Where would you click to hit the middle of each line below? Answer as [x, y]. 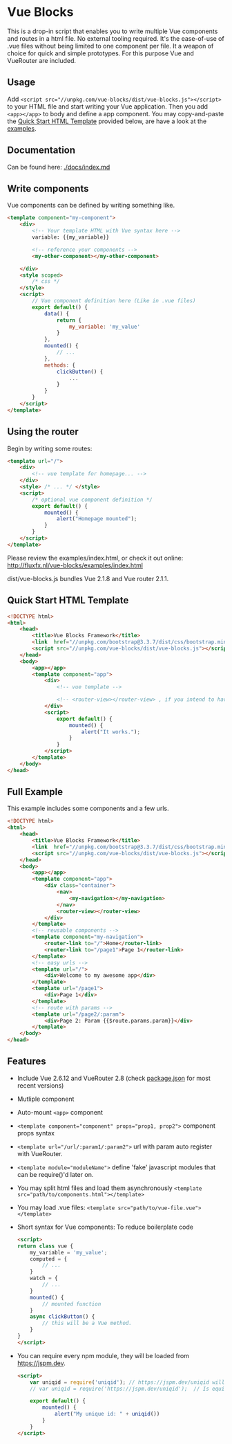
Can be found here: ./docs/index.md [59, 167]
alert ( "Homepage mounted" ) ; [97, 519]
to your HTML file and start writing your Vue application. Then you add [108, 106]
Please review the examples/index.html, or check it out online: [95, 558]
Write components [48, 189]
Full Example [35, 792]
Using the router [43, 432]
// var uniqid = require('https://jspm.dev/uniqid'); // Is [119, 1389]
